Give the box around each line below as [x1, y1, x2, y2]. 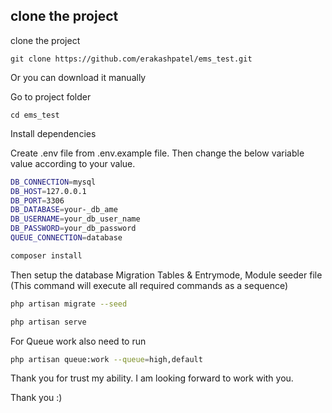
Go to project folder [10, 90, 92, 103]
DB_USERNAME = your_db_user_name [10, 214, 141, 224]
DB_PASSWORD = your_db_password [10, 224, 137, 234]
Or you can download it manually [10, 71, 147, 83]
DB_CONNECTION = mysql [10, 177, 97, 187]
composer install [10, 250, 83, 261]
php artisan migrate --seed [10, 299, 128, 309]
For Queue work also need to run [10, 335, 147, 347]
